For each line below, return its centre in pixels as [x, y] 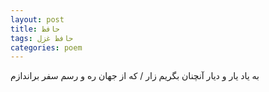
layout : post [37, 19]
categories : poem [46, 47]
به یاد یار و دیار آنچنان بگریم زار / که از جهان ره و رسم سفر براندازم [135, 76]
